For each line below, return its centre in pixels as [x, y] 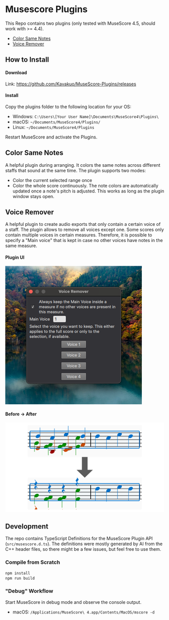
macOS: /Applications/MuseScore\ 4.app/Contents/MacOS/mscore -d [83, 612]
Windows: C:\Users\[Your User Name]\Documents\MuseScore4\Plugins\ [86, 116]
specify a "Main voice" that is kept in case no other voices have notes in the [84, 241]
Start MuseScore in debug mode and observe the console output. [73, 602]
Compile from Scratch [33, 562]
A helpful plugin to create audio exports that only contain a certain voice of [83, 224]
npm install [18, 574]
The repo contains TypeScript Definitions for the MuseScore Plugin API [79, 539]
